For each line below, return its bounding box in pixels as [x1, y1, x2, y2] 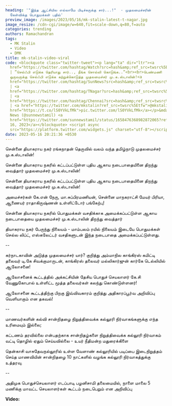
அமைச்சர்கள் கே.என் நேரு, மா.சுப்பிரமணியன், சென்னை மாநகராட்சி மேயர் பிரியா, [5, 194, 165, 200]
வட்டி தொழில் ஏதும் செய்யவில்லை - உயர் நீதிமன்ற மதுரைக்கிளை [5, 338, 128, 344]
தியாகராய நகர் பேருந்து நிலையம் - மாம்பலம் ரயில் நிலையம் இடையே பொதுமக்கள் [5, 226, 160, 232]
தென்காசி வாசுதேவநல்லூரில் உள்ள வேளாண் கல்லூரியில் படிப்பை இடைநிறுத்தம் [5, 348, 162, 355]
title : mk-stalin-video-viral [5, 55, 70, 61]
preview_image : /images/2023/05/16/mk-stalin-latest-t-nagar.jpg [5, 17, 147, 22]
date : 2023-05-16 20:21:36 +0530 [5, 132, 77, 137]
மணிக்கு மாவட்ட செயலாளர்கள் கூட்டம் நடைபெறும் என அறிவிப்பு [5, 386, 132, 392]
